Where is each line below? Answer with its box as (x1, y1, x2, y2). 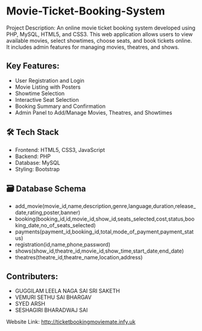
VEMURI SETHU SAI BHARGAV (14, 294, 92, 301)
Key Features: (6, 61, 60, 71)
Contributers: (6, 271, 58, 282)
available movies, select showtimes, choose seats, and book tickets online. (6, 37, 192, 44)
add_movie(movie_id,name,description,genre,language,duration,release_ (14, 203, 196, 210)
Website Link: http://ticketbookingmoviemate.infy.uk (6, 318, 136, 326)
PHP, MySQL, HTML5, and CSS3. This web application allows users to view (6, 30, 193, 37)
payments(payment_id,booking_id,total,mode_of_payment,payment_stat (14, 228, 194, 236)
